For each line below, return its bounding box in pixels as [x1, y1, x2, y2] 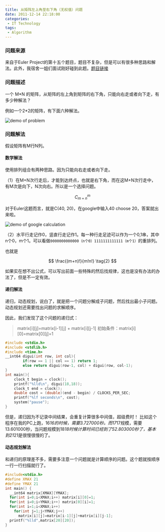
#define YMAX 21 [5, 481, 38, 486]
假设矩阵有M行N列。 [5, 143, 47, 148]
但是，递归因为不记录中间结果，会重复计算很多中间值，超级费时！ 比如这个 [5, 414, 157, 419]
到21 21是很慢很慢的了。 [5, 432, 53, 438]
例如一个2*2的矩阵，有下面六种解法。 [5, 108, 82, 114]
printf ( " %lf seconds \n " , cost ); [14, 395, 80, 400]
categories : [5, 16, 29, 21]
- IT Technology [7, 21, 41, 26]
